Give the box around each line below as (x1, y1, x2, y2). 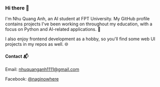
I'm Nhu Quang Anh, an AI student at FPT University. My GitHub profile (5, 16, 150, 22)
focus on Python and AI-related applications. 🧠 (5, 26, 101, 32)
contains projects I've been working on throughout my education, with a (5, 21, 153, 27)
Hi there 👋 (5, 4, 30, 11)
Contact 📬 (5, 53, 29, 59)
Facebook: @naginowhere (5, 76, 59, 82)
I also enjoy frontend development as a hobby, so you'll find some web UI (5, 36, 156, 42)
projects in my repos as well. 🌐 (5, 41, 69, 47)
